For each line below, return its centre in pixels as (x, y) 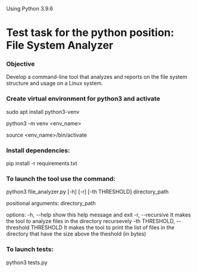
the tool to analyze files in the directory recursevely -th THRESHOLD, (91, 221)
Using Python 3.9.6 (30, 9)
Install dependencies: (38, 150)
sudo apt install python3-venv (43, 112)
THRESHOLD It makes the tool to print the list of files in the (103, 228)
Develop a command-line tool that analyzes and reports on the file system (97, 77)
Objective (21, 64)
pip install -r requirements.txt (42, 163)
